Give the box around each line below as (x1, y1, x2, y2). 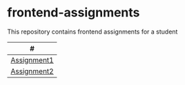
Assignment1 (10, 55, 54, 64)
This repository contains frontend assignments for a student (7, 27, 178, 36)
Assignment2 (10, 66, 54, 76)
